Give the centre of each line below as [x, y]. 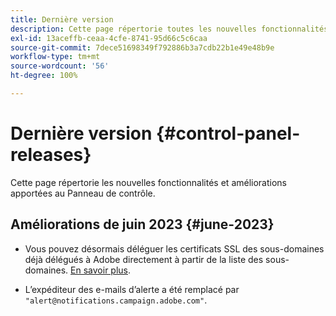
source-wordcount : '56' [60, 66]
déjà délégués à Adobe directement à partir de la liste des [144, 259]
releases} [51, 155]
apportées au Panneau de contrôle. [83, 193]
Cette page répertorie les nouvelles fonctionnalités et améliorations [148, 182]
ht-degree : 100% [44, 76]
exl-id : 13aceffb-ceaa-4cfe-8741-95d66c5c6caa [109, 38]
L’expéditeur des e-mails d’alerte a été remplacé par [132, 289]
